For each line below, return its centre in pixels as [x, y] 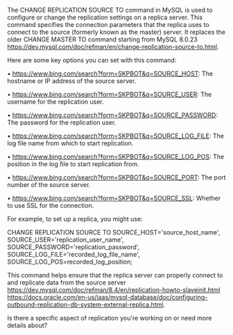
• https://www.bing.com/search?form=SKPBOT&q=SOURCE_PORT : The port [116, 177]
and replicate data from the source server [67, 282]
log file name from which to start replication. [70, 143]
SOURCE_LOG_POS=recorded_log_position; [70, 262]
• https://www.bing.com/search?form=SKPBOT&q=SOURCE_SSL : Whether [114, 198]
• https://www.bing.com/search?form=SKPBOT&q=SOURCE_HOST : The [110, 73]
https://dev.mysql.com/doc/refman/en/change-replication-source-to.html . [113, 47]
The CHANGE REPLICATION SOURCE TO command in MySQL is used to [110, 10]
